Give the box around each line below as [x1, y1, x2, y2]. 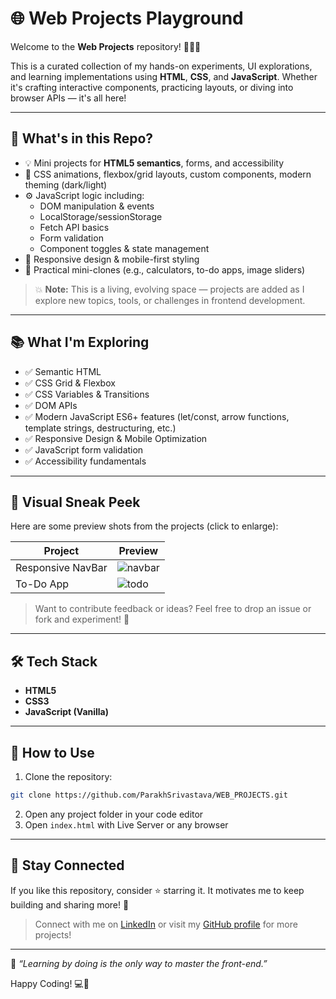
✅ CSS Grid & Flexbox [24, 377, 116, 389]
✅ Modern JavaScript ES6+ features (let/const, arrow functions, [24, 410, 290, 422]
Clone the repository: [24, 771, 113, 782]
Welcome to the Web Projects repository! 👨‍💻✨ [10, 40, 202, 52]
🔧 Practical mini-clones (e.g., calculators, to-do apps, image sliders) [24, 263, 306, 276]
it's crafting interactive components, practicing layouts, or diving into [10, 81, 294, 93]
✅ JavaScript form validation [24, 443, 144, 456]
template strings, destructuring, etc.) [24, 422, 177, 434]
